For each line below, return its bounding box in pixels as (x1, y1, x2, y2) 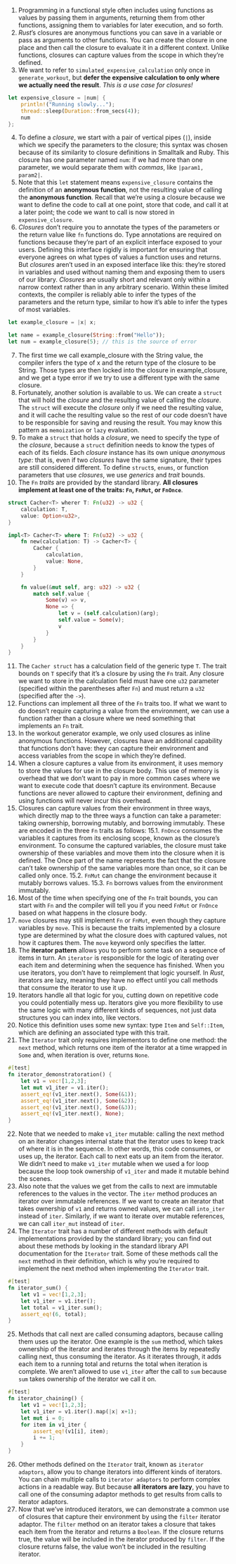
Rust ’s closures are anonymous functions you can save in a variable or (18, 28, 222, 37)
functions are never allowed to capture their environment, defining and (18, 789, 223, 798)
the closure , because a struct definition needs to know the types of (18, 441, 215, 449)
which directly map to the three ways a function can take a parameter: (18, 811, 222, 820)
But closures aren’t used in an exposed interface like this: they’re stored (18, 261, 226, 269)
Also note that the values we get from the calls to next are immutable (18, 1182, 218, 1191)
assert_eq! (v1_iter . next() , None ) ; (20, 1111, 125, 1118)
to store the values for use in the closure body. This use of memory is (18, 767, 220, 775)
